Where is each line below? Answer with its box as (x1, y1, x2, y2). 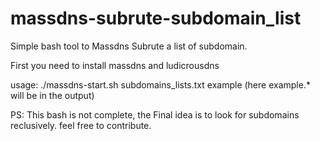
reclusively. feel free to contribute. (10, 119, 152, 131)
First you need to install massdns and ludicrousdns (10, 59, 220, 71)
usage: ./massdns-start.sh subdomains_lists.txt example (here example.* (10, 78, 311, 91)
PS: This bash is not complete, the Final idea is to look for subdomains (10, 108, 300, 121)
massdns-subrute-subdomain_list (10, 7, 302, 30)
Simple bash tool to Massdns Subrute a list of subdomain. (10, 40, 248, 52)
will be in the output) (10, 89, 95, 101)
